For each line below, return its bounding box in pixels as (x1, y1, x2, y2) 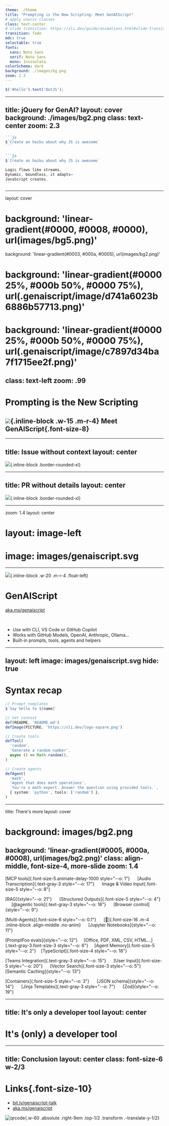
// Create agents (5, 766, 42, 771)
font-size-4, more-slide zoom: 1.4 (30, 862, 139, 871)
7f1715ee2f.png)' (5, 356, 77, 368)
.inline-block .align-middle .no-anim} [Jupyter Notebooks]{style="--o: (5, 922, 156, 928)
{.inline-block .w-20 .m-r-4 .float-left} (10, 572, 89, 579)
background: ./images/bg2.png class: (5, 114, 127, 122)
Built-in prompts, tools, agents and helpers (12, 637, 101, 643)
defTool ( (5, 738, 24, 743)
